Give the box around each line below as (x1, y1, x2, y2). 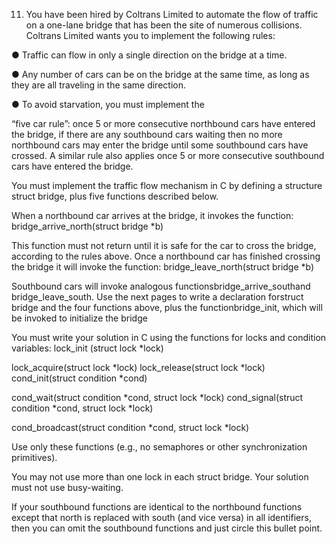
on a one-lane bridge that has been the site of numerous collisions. (25, 19, 303, 31)
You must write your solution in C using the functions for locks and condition (11, 332, 327, 343)
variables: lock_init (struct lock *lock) (11, 342, 164, 354)
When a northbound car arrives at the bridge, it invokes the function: (11, 210, 294, 221)
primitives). (11, 452, 58, 463)
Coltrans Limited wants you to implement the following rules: (25, 30, 276, 41)
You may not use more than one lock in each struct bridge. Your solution (11, 471, 309, 483)
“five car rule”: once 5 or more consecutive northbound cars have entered (11, 118, 316, 129)
